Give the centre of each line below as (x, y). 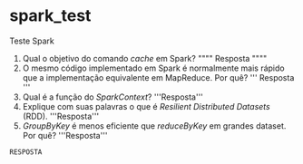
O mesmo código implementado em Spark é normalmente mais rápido (153, 68)
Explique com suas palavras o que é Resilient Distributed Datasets (146, 106)
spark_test (50, 16)
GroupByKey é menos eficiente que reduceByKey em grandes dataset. (154, 125)
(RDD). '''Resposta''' (61, 116)
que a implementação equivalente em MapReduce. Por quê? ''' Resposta (158, 77)
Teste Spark (32, 41)
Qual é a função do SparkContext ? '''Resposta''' (113, 97)
